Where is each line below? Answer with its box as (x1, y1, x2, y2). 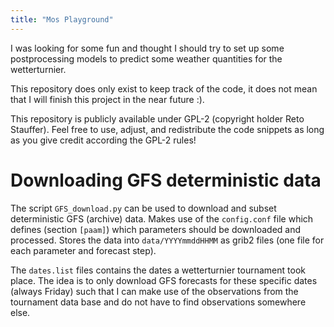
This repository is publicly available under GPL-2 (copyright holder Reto (10, 112, 305, 125)
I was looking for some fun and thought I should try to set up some (10, 42, 285, 54)
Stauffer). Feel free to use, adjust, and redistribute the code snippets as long (10, 123, 325, 135)
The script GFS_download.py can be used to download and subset (10, 202, 277, 214)
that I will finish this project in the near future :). (10, 93, 205, 105)
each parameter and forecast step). (10, 244, 157, 256)
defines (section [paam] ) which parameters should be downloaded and (10, 223, 302, 235)
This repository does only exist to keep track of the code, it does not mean (10, 82, 318, 95)
